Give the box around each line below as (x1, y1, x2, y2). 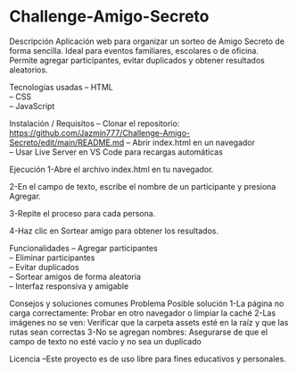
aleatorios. (9, 64, 48, 75)
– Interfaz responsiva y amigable (9, 280, 129, 292)
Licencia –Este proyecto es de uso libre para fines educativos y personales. (9, 353, 287, 364)
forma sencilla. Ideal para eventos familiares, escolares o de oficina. (9, 45, 260, 55)
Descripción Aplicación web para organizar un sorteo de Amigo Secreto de (9, 36, 285, 47)
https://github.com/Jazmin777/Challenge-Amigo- (9, 127, 190, 138)
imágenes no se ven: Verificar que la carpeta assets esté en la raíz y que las (9, 317, 289, 327)
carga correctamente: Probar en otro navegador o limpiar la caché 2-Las (9, 307, 276, 318)
